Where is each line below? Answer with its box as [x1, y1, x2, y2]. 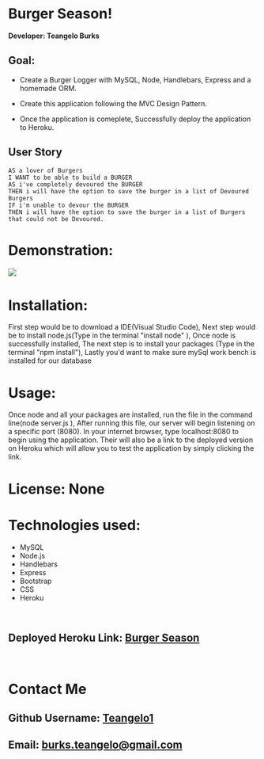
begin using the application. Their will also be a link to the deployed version [8, 435, 254, 444]
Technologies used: [8, 516, 141, 534]
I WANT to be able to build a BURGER [8, 174, 133, 181]
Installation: [8, 296, 89, 314]
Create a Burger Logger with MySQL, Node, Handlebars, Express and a [19, 74, 251, 84]
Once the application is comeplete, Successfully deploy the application [19, 114, 251, 124]
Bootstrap [19, 576, 52, 585]
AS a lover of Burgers [8, 166, 83, 174]
